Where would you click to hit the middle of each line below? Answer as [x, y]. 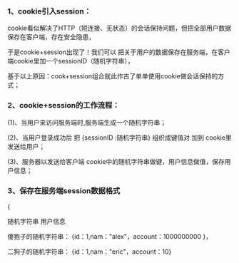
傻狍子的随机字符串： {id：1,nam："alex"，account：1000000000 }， [110, 236]
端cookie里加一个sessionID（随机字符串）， [71, 61]
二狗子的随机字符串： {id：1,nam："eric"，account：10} [90, 252]
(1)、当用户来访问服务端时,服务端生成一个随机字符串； [87, 122]
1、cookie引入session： [49, 11]
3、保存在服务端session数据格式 [64, 190]
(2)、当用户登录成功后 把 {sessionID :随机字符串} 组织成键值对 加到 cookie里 [119, 138]
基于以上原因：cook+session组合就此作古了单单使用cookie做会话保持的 [113, 76]
